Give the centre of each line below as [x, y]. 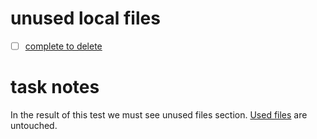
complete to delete [63, 46]
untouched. [34, 125]
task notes [55, 87]
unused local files [85, 18]
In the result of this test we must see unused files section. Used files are [159, 114]
